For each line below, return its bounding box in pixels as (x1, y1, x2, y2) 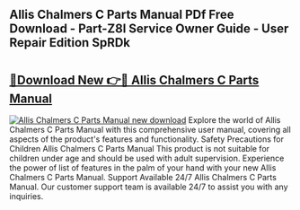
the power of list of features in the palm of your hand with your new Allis (9, 162, 277, 173)
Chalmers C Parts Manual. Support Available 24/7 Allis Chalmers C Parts (9, 172, 277, 182)
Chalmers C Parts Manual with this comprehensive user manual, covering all (9, 125, 292, 135)
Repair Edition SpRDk (9, 35, 131, 50)
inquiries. (9, 191, 44, 201)
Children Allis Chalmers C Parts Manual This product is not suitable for (9, 144, 270, 153)
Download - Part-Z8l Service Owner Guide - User (9, 22, 289, 37)
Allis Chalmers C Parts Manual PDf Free (9, 7, 235, 22)
